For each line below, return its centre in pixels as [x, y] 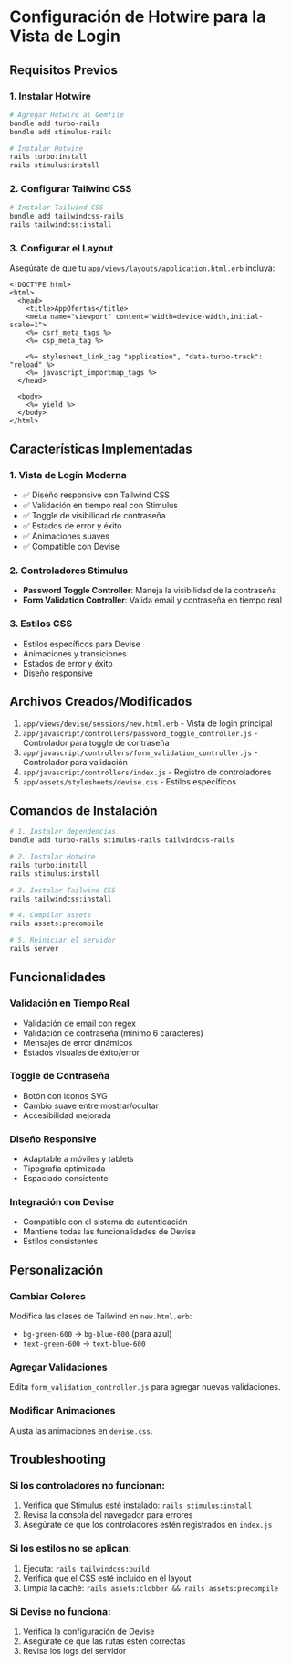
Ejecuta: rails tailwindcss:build [86, 1568]
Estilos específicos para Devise [82, 644]
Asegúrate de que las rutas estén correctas [104, 1641]
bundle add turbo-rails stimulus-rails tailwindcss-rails [122, 840]
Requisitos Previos [64, 70]
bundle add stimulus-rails [61, 132]
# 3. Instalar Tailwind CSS [63, 890]
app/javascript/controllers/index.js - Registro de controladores [147, 772]
